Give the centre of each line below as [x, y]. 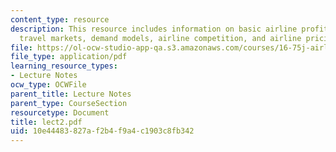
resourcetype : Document [60, 112]
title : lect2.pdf [46, 122]
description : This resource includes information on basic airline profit [169, 29]
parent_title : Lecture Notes [71, 94]
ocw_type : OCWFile [48, 85]
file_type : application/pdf [69, 57]
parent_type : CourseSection [69, 103]
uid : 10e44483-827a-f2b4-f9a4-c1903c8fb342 [102, 131]
